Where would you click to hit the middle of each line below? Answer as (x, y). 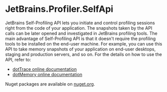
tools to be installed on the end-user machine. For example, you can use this (84, 44)
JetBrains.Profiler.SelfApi (59, 9)
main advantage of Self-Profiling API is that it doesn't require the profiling (81, 39)
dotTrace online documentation (45, 69)
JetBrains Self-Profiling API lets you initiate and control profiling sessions (80, 23)
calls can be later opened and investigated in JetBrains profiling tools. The (82, 33)
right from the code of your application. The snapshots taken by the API (79, 28)
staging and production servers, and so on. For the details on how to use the (83, 54)
